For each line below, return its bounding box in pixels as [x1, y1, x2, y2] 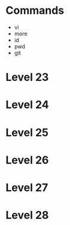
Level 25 [5, 125, 49, 139]
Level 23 [5, 71, 49, 84]
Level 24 [5, 98, 49, 112]
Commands [5, 4, 65, 17]
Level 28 [5, 209, 49, 222]
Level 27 [5, 180, 48, 194]
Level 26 [5, 153, 49, 166]
